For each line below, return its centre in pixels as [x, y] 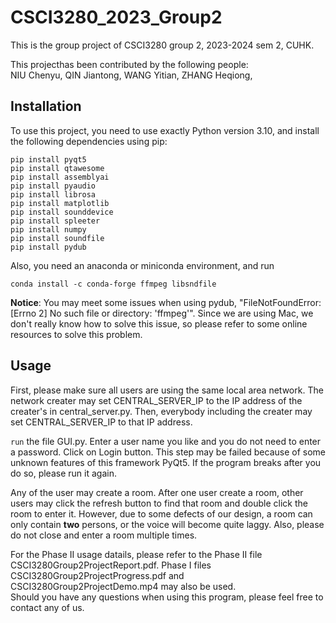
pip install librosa [53, 194]
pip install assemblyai [60, 177]
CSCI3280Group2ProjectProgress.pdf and [97, 575]
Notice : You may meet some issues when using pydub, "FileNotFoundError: [166, 302]
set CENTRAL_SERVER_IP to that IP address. [101, 422]
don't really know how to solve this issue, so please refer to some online [159, 323]
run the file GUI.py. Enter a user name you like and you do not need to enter [166, 441]
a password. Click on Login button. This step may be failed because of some [168, 452]
